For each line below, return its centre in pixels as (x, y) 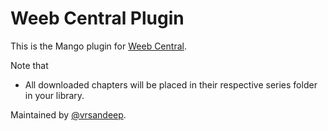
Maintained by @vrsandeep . (68, 114)
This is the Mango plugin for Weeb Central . (98, 46)
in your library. (54, 95)
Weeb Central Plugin (97, 18)
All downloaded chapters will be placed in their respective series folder (171, 84)
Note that (29, 65)
